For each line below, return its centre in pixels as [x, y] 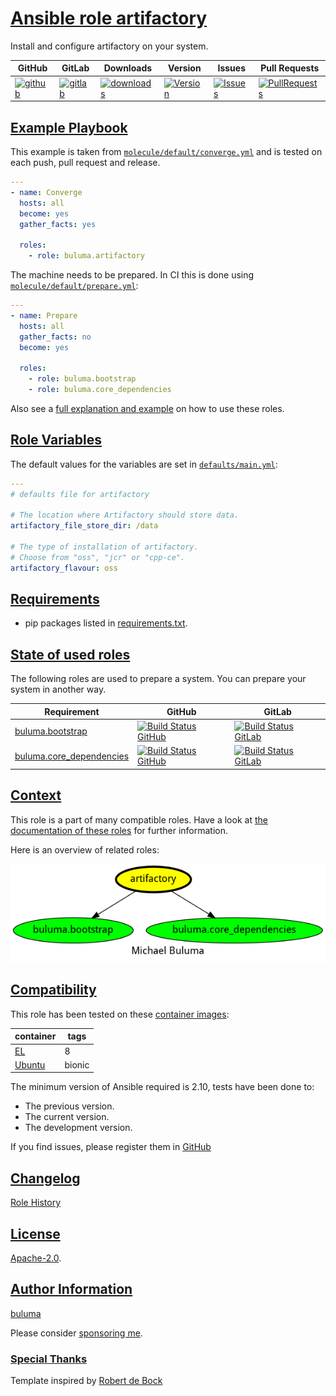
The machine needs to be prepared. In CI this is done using [132, 275]
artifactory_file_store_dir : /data [84, 526]
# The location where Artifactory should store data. [125, 515]
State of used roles [70, 654]
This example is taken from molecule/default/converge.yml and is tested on [166, 151]
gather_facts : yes [58, 224]
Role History [36, 1203]
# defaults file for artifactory [80, 494]
